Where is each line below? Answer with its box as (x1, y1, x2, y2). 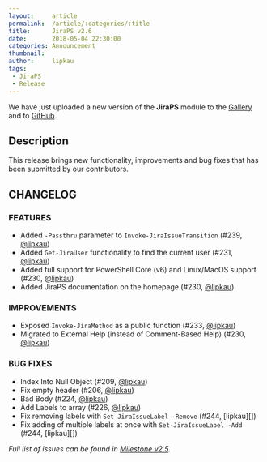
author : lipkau (8, 58, 74, 66)
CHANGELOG (8, 187, 77, 201)
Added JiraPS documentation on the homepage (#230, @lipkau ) (19, 282, 235, 292)
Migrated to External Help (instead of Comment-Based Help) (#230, (19, 329, 247, 339)
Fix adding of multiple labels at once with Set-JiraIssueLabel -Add (19, 419, 243, 430)
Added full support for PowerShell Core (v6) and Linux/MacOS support (19, 265, 256, 274)
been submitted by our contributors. (8, 164, 129, 174)
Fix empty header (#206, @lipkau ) (19, 385, 135, 395)
